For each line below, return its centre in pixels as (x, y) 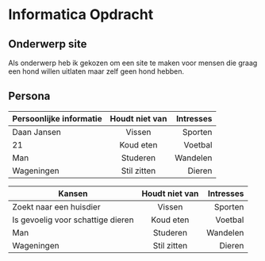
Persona (29, 96)
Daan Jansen (37, 132)
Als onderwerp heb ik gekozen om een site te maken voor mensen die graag (133, 63)
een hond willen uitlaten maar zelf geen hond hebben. (96, 71)
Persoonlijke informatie (57, 118)
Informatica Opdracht (81, 15)
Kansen (73, 194)
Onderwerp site (48, 44)
